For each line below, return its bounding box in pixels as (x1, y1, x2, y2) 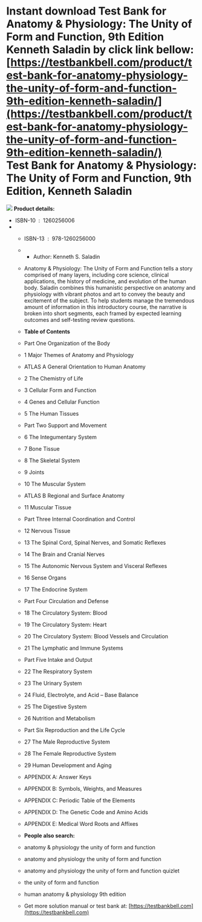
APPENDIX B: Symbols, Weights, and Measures (24, 785, 142, 792)
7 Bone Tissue (24, 445, 60, 452)
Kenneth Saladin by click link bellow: (6, 43, 194, 57)
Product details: (13, 204, 55, 212)
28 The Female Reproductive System (24, 750, 117, 757)
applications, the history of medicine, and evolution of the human (24, 277, 186, 285)
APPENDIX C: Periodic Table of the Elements (24, 797, 135, 804)
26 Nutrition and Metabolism (24, 714, 96, 722)
